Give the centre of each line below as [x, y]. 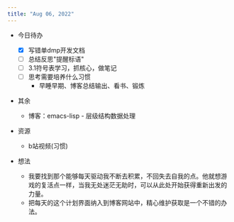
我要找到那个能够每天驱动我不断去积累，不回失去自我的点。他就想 [124, 176]
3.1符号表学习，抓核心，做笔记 [72, 67]
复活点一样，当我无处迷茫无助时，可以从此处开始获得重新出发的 [134, 184]
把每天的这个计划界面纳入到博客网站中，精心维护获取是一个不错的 [124, 202]
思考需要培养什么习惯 [59, 77]
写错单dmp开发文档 [56, 50]
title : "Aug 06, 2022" [41, 14]
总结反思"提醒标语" [56, 59]
